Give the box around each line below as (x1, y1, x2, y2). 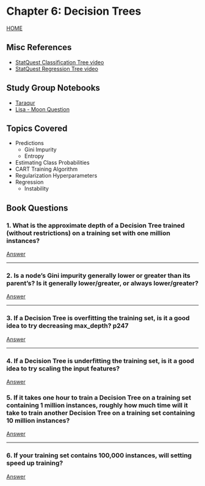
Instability (24, 185, 49, 192)
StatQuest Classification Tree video (15, 58, 104, 65)
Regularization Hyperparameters (15, 172, 98, 179)
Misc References (6, 42, 72, 53)
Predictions (15, 140, 44, 147)
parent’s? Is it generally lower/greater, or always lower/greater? (6, 279, 199, 287)
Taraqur (15, 99, 35, 107)
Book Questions (6, 203, 68, 213)
